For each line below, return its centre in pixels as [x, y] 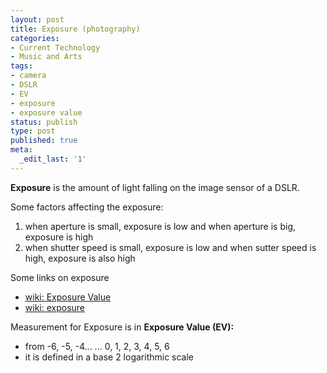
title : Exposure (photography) [75, 29]
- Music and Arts [46, 57]
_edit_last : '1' [53, 159]
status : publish [44, 122]
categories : [35, 38]
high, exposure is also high [80, 258]
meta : [21, 150]
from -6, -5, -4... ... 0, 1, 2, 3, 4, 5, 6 [97, 346]
